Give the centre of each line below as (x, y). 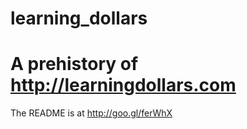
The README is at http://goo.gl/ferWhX (91, 113)
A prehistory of (74, 64)
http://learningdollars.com (123, 85)
